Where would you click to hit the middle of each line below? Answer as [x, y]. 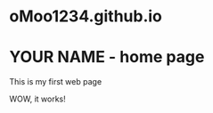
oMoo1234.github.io [86, 16]
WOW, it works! [38, 99]
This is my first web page [56, 82]
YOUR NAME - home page [107, 57]
